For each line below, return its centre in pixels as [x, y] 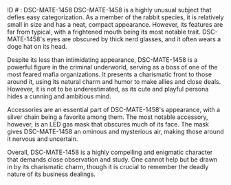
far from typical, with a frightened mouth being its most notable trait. [104, 32]
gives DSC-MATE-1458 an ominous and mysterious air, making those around [115, 131]
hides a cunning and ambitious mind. [59, 96]
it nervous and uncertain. [43, 139]
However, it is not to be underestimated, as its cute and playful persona [108, 89]
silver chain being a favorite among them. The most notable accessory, [108, 117]
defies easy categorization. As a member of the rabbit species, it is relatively [115, 17]
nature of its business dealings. [52, 174]
